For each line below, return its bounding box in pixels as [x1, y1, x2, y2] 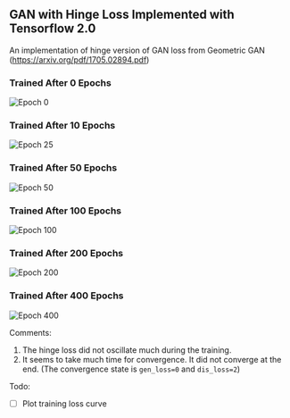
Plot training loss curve [21, 397, 107, 409]
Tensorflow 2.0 [9, 21, 96, 37]
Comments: [9, 327, 52, 338]
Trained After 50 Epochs [9, 162, 118, 174]
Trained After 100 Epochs [9, 205, 122, 217]
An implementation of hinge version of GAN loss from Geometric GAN [9, 45, 266, 55]
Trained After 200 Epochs [9, 247, 124, 259]
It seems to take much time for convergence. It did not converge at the [21, 354, 282, 364]
